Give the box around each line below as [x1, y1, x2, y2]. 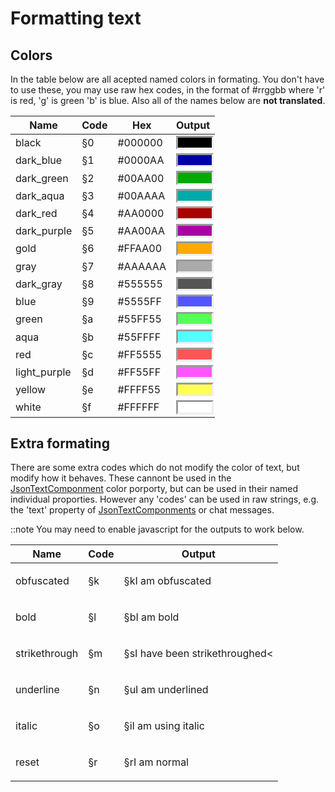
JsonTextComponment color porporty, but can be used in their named [10, 483, 299, 495]
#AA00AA [117, 224, 165, 238]
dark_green [15, 171, 69, 185]
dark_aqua [15, 188, 65, 202]
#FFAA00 [117, 242, 163, 256]
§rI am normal [123, 755, 189, 769]
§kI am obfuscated [123, 574, 212, 588]
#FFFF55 [117, 383, 162, 397]
